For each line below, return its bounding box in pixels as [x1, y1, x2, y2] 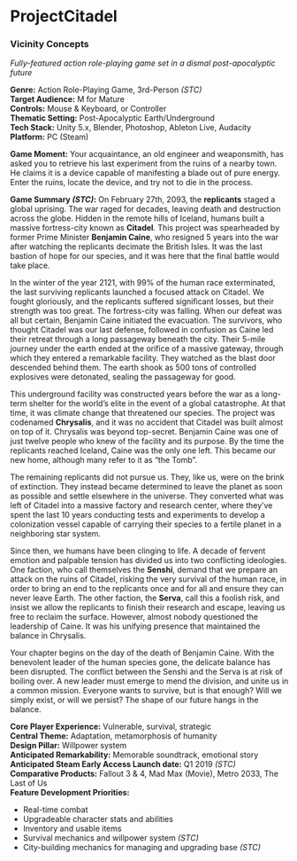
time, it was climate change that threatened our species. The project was [10, 408, 276, 419]
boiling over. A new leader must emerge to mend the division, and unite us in [10, 676, 289, 686]
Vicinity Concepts [10, 38, 89, 51]
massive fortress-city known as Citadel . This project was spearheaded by [10, 223, 280, 233]
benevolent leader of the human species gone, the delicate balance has [10, 657, 271, 668]
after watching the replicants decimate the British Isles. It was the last [10, 241, 263, 252]
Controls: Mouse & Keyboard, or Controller [10, 104, 167, 114]
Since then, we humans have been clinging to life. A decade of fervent [10, 545, 266, 556]
